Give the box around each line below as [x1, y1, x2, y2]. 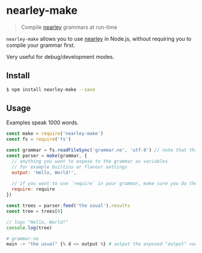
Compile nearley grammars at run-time [20, 23, 117, 31]
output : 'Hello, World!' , [11, 169, 77, 175]
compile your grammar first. [6, 41, 75, 49]
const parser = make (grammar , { [6, 153, 87, 159]
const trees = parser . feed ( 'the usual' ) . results [6, 203, 130, 209]
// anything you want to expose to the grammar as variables [11, 158, 168, 164]
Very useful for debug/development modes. [6, 53, 115, 60]
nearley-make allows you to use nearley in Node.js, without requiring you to [6, 35, 192, 42]
